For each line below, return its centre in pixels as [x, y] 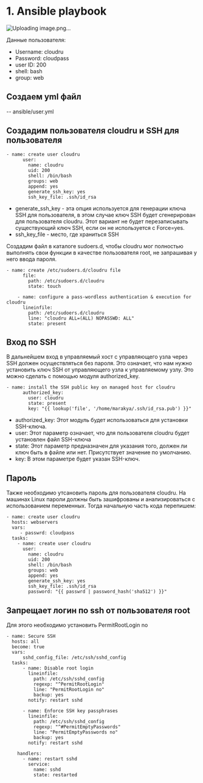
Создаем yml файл [44, 97]
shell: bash [29, 71]
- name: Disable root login [58, 668]
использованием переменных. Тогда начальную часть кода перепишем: [101, 506]
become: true [28, 647]
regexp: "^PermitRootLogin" [69, 684]
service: [39, 764]
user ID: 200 [31, 65]
